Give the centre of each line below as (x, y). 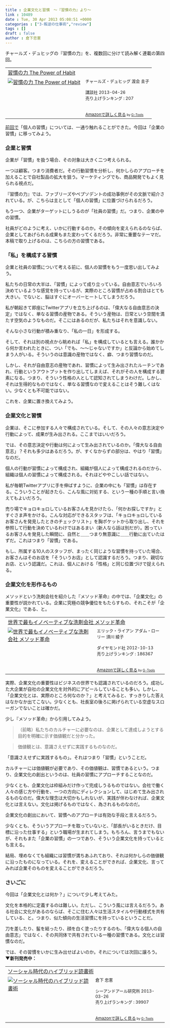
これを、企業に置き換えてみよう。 (40, 401)
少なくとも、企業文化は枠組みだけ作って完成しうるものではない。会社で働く (85, 786)
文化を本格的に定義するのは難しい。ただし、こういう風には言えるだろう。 (82, 905)
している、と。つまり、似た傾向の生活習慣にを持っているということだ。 (80, 918)
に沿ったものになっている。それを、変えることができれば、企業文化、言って (85, 862)
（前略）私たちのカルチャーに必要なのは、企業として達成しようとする (91, 730)
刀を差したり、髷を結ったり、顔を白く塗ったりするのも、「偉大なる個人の (81, 929)
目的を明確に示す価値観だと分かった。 (57, 736)
